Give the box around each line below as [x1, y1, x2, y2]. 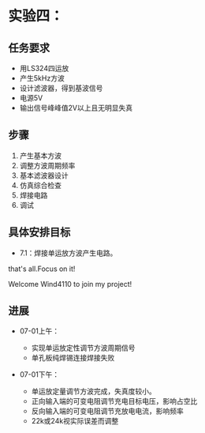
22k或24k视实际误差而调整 [31, 416, 119, 426]
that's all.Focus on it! [8, 264, 76, 273]
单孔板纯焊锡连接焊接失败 [31, 353, 115, 363]
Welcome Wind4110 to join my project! [8, 279, 132, 288]
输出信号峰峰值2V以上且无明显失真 [19, 104, 132, 112]
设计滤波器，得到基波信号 [19, 84, 103, 92]
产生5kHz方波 [19, 73, 65, 83]
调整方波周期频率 [19, 160, 76, 170]
